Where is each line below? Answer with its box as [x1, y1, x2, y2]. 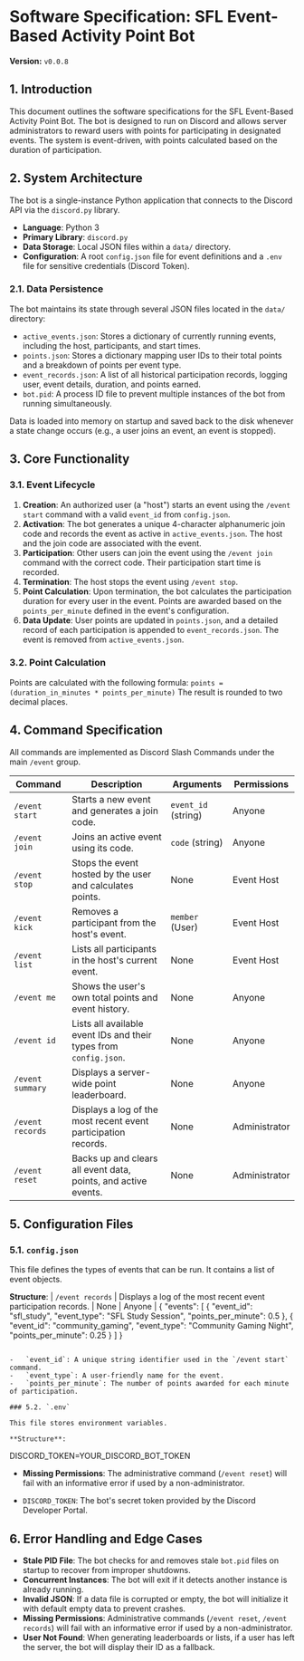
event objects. [9, 1274, 62, 1285]
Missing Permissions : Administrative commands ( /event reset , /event [22, 1613, 288, 1624]
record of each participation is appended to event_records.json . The [22, 624, 279, 635]
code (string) [170, 836, 223, 849]
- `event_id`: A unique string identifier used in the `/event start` [9, 1356, 290, 1365]
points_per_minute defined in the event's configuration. [22, 605, 230, 616]
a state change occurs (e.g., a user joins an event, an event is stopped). [9, 425, 276, 436]
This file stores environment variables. [9, 1419, 168, 1428]
